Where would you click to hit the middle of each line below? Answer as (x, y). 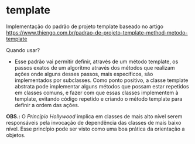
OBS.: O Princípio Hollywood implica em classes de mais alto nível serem (94, 116)
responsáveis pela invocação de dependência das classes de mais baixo (94, 122)
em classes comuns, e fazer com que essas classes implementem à (96, 92)
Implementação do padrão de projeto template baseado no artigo (85, 26)
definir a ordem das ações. (47, 105)
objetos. (16, 135)
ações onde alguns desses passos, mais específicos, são (84, 74)
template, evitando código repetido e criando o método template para (98, 99)
